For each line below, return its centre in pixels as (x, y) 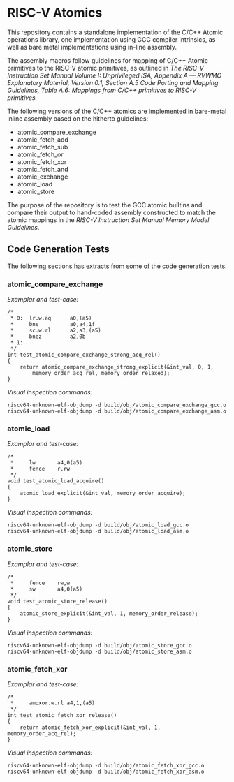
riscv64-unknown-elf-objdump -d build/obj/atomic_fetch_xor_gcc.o (106, 765)
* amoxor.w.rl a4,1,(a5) (53, 703)
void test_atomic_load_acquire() (56, 481)
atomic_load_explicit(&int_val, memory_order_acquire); (103, 494)
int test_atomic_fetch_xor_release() (62, 715)
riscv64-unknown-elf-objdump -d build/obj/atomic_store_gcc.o (100, 645)
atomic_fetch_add (43, 139)
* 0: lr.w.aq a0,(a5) (51, 318)
